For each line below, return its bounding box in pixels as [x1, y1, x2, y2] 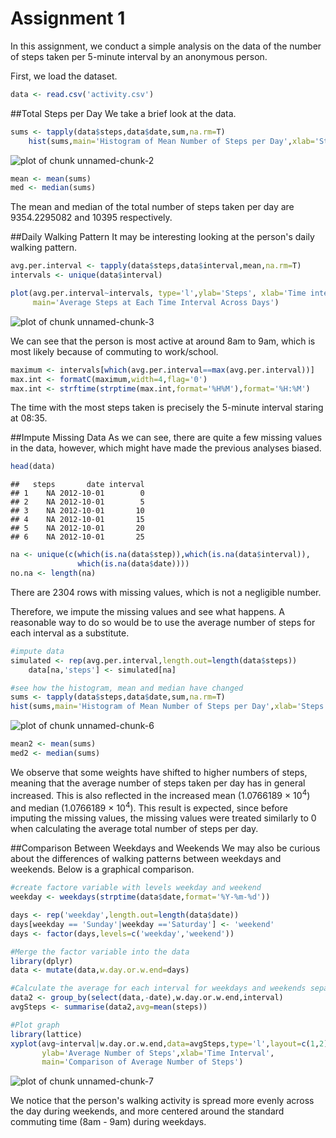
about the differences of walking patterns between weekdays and [10, 853, 282, 865]
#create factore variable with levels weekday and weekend [10, 883, 262, 893]
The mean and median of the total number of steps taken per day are [10, 201, 295, 213]
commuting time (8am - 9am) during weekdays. [10, 1116, 207, 1128]
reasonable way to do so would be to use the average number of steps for [10, 616, 316, 628]
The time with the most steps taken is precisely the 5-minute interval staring [10, 402, 324, 414]
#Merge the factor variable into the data [10, 947, 190, 957]
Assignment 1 [10, 7, 126, 30]
